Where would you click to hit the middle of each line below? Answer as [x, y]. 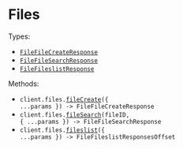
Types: [19, 36]
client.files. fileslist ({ [62, 130]
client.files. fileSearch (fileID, [75, 115]
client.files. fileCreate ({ [64, 99]
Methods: [24, 84]
